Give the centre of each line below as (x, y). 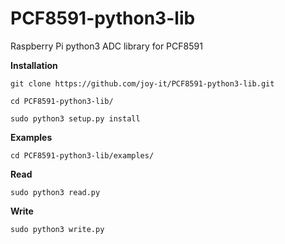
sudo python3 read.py (55, 192)
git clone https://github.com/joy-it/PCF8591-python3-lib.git (142, 83)
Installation (34, 65)
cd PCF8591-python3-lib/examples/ (82, 155)
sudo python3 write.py (57, 229)
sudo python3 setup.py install (75, 118)
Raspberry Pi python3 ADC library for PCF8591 (106, 46)
